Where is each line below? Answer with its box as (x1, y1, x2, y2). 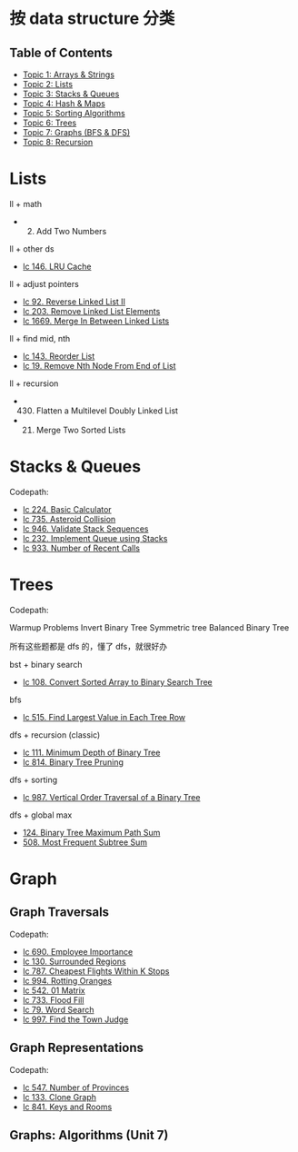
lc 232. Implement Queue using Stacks (22, 532, 168, 543)
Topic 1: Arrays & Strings (22, 69, 115, 80)
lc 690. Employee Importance (22, 946, 134, 957)
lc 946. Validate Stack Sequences (22, 523, 149, 534)
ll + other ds (9, 243, 55, 254)
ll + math (9, 198, 43, 209)
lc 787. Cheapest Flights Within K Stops (22, 965, 170, 977)
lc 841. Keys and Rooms (22, 1101, 113, 1112)
